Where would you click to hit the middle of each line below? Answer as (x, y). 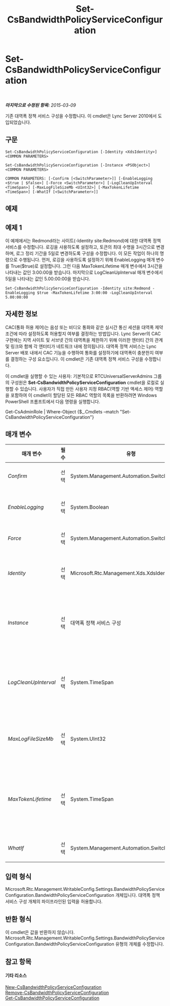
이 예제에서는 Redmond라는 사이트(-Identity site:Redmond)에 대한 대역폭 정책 (83, 240)
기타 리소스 (16, 976)
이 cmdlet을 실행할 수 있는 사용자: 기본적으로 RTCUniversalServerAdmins (79, 376)
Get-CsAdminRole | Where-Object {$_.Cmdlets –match (62, 411)
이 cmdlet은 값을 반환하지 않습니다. (40, 932)
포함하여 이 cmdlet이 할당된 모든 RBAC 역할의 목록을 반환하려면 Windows (84, 395)
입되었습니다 (18, 122)
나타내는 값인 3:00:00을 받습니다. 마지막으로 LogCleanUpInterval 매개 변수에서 (84, 272)
